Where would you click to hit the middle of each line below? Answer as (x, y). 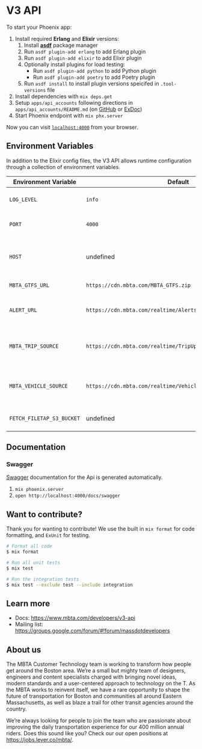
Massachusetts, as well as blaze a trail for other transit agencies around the (100, 703)
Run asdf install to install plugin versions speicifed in (91, 83)
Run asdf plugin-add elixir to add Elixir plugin (83, 58)
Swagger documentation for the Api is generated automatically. (85, 477)
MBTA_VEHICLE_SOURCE (38, 386)
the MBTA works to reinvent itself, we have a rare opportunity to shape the (98, 690)
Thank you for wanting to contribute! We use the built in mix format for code (101, 529)
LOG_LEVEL (23, 199)
